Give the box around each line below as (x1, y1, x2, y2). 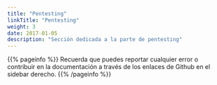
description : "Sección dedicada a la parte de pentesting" (7, 36, 183, 43)
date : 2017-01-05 (7, 29, 58, 37)
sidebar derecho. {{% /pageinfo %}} (7, 70, 112, 79)
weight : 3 (7, 23, 36, 30)
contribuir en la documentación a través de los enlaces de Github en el (7, 63, 211, 71)
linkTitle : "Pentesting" (7, 17, 80, 24)
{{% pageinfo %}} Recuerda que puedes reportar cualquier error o (7, 55, 199, 63)
